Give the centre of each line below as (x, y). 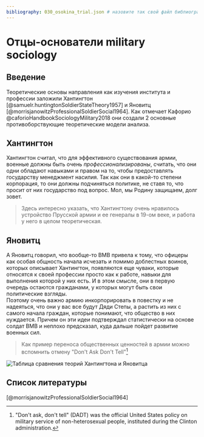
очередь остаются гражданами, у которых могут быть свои (84, 287)
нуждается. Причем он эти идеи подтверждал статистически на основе (100, 320)
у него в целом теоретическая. (61, 221)
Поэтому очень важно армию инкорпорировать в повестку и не (90, 300)
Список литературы (46, 383)
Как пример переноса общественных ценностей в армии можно (105, 345)
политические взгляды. (37, 294)
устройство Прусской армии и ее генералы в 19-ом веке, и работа (108, 215)
